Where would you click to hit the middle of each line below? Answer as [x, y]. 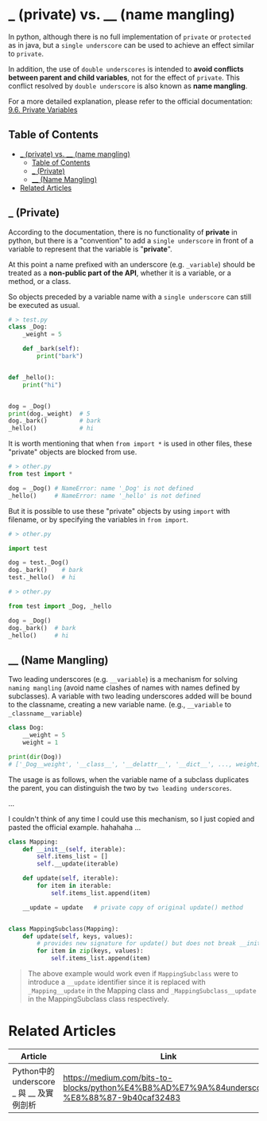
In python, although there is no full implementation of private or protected [130, 37]
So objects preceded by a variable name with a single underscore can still [130, 297]
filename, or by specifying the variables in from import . [99, 520]
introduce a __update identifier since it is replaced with [116, 982]
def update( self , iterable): [71, 878]
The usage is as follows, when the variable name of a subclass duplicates [129, 779]
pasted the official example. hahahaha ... [75, 827]
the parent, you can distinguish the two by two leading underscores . [120, 788]
